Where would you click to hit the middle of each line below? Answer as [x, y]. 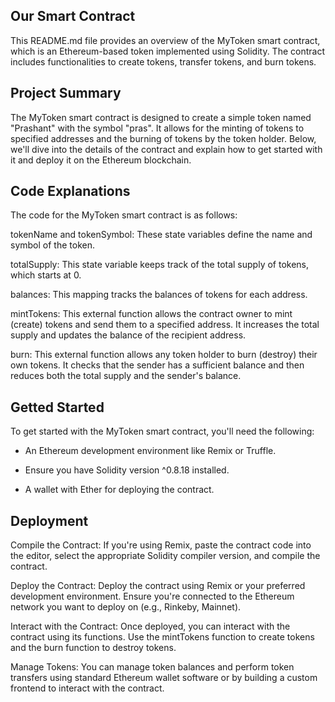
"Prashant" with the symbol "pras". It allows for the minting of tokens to [157, 128]
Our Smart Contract [73, 16]
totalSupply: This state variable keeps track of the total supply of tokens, [160, 265]
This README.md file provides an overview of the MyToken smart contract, [165, 40]
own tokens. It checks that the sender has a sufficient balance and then [157, 365]
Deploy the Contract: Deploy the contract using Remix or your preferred [158, 586]
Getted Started [57, 407]
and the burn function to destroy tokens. [93, 648]
